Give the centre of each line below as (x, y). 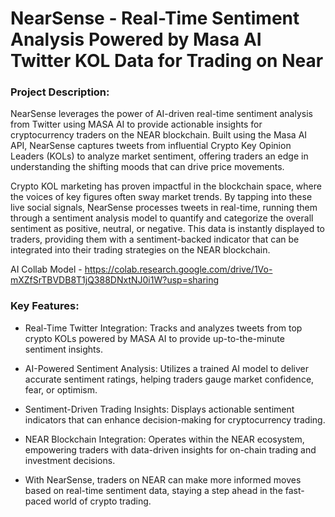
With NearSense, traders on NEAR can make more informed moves (163, 479)
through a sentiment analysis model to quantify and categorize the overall (162, 218)
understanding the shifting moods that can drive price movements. (147, 167)
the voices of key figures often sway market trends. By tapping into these (161, 197)
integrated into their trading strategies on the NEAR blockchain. (140, 250)
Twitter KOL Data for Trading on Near (167, 61)
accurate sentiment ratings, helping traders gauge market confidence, (169, 379)
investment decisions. (70, 460)
